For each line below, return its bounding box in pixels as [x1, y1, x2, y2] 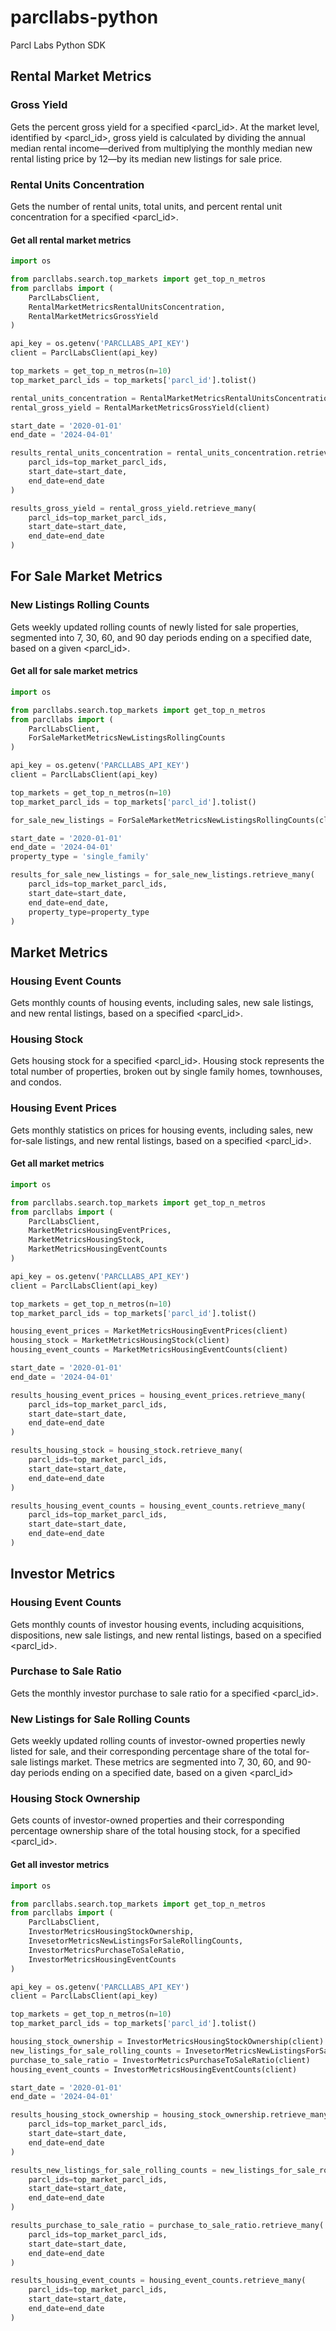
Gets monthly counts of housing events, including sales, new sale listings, [10, 997, 314, 1009]
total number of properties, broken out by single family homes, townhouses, [10, 1066, 323, 1078]
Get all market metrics [10, 1157, 105, 1170]
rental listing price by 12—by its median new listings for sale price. [10, 152, 283, 165]
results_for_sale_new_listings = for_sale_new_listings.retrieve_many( [10, 870, 315, 880]
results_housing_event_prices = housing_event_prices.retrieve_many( [10, 1390, 307, 1400]
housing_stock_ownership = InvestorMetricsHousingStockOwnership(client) [10, 2037, 325, 2047]
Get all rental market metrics [10, 234, 132, 246]
